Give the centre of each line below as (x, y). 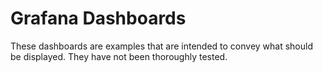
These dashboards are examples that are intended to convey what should (161, 46)
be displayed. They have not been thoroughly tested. (119, 56)
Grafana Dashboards (98, 18)
